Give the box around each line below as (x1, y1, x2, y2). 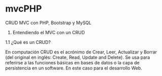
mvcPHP (5, 3, 42, 15)
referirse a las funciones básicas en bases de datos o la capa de (5, 59, 140, 65)
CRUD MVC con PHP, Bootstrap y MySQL (5, 20, 92, 26)
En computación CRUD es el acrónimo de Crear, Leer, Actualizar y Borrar (5, 49, 157, 55)
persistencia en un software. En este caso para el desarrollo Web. (5, 65, 143, 71)
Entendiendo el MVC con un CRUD (12, 29, 85, 35)
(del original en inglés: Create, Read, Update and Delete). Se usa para (5, 54, 150, 60)
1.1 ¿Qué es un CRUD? (5, 39, 51, 45)
